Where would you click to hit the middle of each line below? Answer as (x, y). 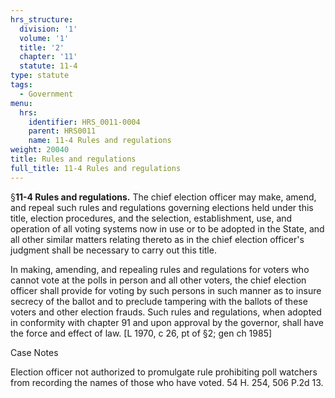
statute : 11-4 (48, 66)
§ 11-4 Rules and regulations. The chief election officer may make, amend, (163, 197)
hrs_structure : (42, 19)
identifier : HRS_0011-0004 (84, 122)
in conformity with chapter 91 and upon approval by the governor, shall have (167, 322)
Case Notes (34, 352)
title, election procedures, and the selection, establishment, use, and (151, 218)
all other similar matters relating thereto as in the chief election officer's (157, 239)
